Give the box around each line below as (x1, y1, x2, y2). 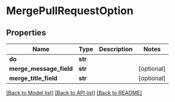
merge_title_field (9, 74, 58, 82)
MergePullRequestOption (6, 4, 133, 18)
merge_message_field (9, 65, 73, 73)
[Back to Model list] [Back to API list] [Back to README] (6, 90, 142, 96)
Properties (6, 28, 46, 38)
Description (98, 45, 133, 53)
